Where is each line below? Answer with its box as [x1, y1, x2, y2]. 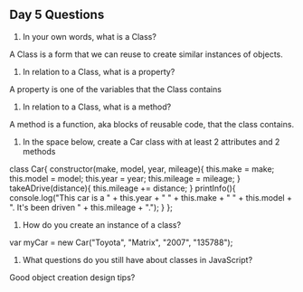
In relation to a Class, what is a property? [22, 66, 175, 77]
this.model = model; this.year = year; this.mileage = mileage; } [9, 173, 241, 184]
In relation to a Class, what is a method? [22, 101, 172, 112]
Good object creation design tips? [9, 271, 136, 283]
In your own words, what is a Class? [22, 31, 156, 42]
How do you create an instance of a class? [22, 219, 182, 230]
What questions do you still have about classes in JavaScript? [22, 254, 253, 265]
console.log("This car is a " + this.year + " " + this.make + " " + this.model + [9, 192, 292, 203]
